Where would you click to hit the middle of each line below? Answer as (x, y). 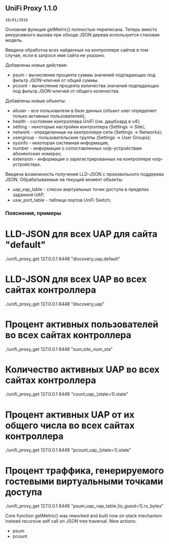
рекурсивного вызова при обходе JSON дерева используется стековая (82, 34)
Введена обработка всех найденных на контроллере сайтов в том (77, 50)
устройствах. (27, 164)
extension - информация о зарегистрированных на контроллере (82, 159)
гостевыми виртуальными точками (84, 481)
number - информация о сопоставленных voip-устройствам (77, 148)
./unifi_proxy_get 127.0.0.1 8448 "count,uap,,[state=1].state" (67, 394)
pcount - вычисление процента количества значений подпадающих (86, 85)
